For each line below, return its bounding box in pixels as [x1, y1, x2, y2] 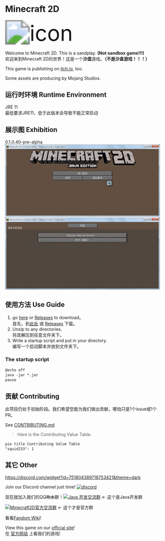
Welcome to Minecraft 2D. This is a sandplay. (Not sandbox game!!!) [5, 50, 145, 56]
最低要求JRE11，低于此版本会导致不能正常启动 [5, 109, 98, 116]
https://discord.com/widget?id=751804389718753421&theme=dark [5, 474, 141, 480]
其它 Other [5, 461, 38, 469]
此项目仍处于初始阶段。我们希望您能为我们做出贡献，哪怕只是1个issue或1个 [5, 406, 157, 412]
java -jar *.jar [5, 373, 38, 378]
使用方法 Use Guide [5, 300, 65, 309]
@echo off [5, 368, 26, 373]
